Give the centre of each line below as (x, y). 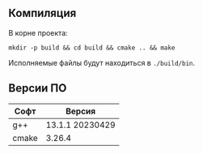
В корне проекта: (38, 32)
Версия (80, 111)
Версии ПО (38, 88)
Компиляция (42, 13)
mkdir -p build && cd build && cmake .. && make (92, 48)
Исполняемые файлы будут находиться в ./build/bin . (102, 62)
